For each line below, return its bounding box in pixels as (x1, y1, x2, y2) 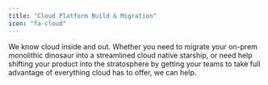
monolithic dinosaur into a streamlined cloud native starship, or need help (8, 50, 253, 60)
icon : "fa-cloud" (8, 19, 67, 28)
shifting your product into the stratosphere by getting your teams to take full (8, 58, 261, 69)
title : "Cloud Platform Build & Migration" (8, 11, 157, 20)
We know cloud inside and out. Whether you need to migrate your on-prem (8, 41, 258, 51)
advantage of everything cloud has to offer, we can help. (8, 67, 197, 77)
